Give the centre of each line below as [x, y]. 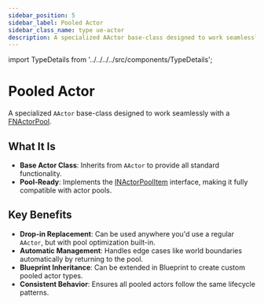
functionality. [40, 173]
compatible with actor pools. [66, 190]
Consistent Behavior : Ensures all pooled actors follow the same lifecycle [137, 284]
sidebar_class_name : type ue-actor [66, 30]
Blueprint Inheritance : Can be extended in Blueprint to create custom [132, 267]
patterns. [34, 292]
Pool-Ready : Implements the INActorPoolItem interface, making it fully [134, 182]
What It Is [32, 146]
